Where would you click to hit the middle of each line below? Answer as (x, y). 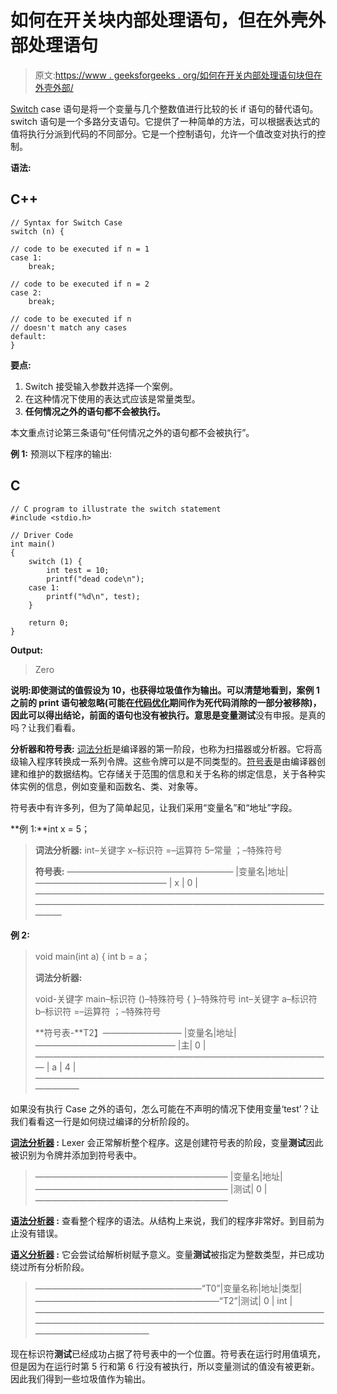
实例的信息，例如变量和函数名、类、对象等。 (110, 786)
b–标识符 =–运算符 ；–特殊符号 (98, 1011)
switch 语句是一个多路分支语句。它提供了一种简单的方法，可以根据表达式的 (165, 121)
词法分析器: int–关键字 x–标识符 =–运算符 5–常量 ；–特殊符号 (158, 850)
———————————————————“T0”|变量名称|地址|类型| (168, 1288)
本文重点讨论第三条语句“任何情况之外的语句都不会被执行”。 (132, 432)
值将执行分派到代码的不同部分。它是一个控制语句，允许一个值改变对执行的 (163, 133)
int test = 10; (78, 570)
